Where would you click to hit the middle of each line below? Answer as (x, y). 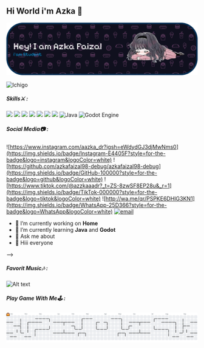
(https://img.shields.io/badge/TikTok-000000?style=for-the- (82, 192)
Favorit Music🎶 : (27, 268)
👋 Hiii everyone (34, 242)
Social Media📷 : (27, 129)
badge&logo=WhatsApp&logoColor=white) (60, 211)
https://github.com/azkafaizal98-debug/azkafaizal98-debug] (84, 166)
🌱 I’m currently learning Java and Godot (65, 229)
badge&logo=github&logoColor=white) (55, 179)
